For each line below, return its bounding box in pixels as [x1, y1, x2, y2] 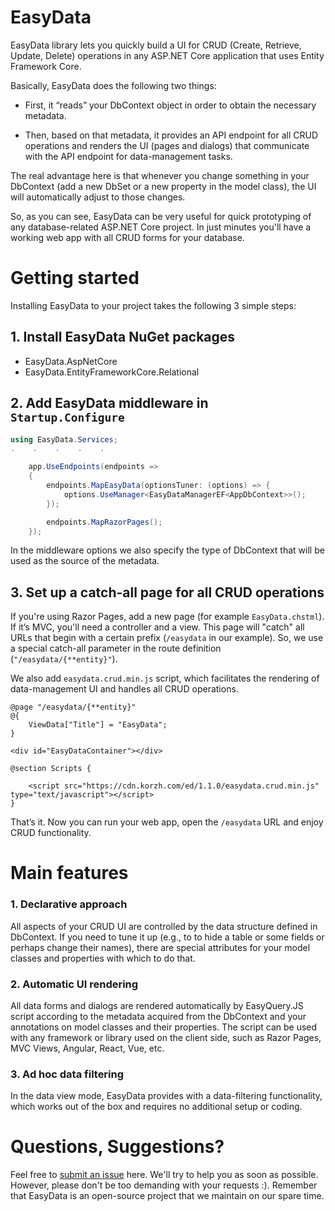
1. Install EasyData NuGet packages [10, 329, 236, 346]
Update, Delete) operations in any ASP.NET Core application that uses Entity [10, 49, 325, 61]
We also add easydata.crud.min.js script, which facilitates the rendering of [10, 672, 320, 685]
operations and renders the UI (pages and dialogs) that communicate [24, 139, 310, 151]
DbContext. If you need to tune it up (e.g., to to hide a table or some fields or [10, 931, 325, 943]
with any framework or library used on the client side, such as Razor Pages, [10, 1031, 322, 1043]
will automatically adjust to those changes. [10, 191, 186, 203]
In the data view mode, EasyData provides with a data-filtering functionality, [10, 1090, 323, 1102]
